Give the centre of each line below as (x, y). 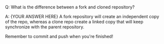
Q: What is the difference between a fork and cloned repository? (70, 7)
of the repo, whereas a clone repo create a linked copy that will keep (74, 22)
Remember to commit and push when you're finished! (59, 36)
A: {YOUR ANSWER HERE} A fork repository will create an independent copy (82, 16)
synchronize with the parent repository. (45, 27)
